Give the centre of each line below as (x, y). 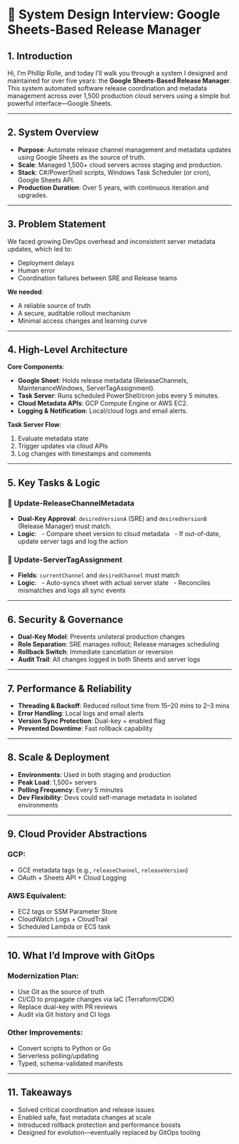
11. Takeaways (40, 1092)
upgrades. (33, 195)
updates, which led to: (40, 249)
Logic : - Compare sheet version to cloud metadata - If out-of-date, (119, 534)
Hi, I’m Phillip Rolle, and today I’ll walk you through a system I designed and (117, 73)
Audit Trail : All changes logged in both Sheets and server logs (109, 659)
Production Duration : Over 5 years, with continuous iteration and (113, 187)
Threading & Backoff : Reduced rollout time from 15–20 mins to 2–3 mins (123, 706)
